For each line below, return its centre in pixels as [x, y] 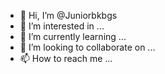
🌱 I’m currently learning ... [73, 36]
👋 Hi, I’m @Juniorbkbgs [68, 15]
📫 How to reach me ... [66, 58]
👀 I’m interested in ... [62, 26]
